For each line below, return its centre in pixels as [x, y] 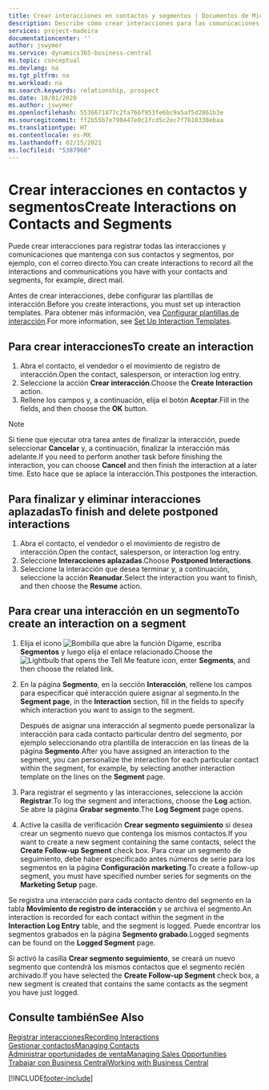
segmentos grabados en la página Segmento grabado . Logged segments [129, 934]
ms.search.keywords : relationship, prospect [84, 90]
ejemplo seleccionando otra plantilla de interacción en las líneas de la [134, 742]
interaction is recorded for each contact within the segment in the [116, 917]
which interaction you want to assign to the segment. [107, 710]
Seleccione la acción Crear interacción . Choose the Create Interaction [137, 383]
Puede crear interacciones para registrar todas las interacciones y [117, 246]
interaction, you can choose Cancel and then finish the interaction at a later [133, 466]
